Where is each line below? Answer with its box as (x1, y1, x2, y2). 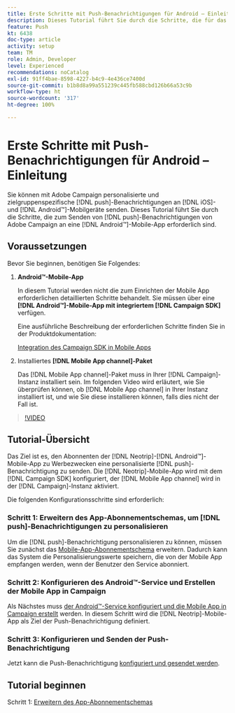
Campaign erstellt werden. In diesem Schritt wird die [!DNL (7, 609, 177, 618)
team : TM (7, 50, 33, 57)
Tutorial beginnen (7, 679, 86, 691)
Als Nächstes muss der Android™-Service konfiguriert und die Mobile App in (7, 602, 227, 611)
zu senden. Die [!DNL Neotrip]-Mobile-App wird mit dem (59, 467, 222, 476)
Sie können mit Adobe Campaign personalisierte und (7, 190, 159, 199)
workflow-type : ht (7, 88, 61, 95)
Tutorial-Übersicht (7, 434, 90, 446)
